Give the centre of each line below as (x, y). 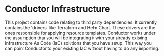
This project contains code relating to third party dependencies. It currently (81, 22)
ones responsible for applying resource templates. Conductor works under (80, 33)
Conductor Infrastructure (58, 9)
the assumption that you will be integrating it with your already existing (76, 38)
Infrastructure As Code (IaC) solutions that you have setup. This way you (78, 43)
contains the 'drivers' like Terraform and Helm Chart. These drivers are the (80, 27)
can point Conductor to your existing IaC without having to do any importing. (82, 48)
